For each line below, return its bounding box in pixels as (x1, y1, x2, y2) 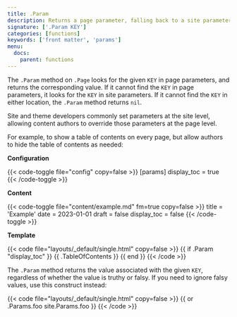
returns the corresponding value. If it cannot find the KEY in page (7, 82, 194, 92)
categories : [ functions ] (7, 30, 80, 37)
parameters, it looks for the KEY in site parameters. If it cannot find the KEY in (7, 90, 228, 99)
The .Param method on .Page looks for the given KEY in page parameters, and (7, 75, 230, 84)
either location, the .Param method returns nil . (7, 98, 142, 106)
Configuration (7, 154, 49, 162)
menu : (7, 43, 23, 50)
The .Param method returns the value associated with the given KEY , (7, 266, 203, 274)
